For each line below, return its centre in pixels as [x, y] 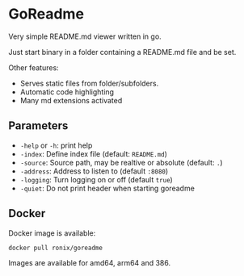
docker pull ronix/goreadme [56, 248]
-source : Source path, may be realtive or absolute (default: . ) [122, 162]
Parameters [38, 126]
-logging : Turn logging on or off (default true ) [97, 179]
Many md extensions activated [71, 100]
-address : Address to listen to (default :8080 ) [94, 171]
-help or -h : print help [56, 145]
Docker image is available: [52, 233]
